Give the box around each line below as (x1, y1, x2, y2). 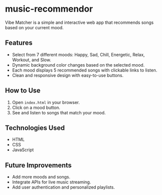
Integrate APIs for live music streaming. (12, 179, 91, 185)
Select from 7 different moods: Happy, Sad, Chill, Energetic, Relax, (12, 52, 145, 57)
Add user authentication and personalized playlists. (12, 184, 115, 190)
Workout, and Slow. (12, 57, 51, 63)
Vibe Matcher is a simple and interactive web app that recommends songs (5, 19, 154, 25)
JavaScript (12, 147, 34, 153)
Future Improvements (5, 161, 72, 169)
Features (5, 39, 33, 47)
